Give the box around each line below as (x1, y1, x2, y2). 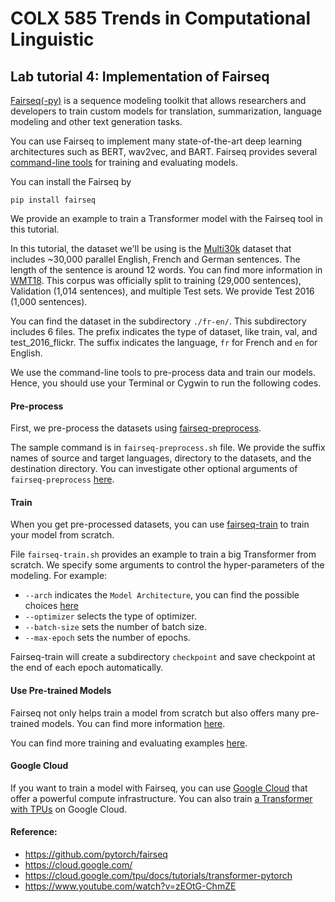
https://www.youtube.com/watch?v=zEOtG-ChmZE (24, 880, 237, 892)
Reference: (10, 826, 58, 838)
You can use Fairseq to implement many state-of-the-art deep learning (10, 135, 303, 147)
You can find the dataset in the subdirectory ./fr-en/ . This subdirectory (10, 315, 307, 327)
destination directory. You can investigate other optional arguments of (10, 463, 298, 475)
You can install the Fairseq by (10, 176, 132, 187)
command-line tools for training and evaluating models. (10, 157, 238, 168)
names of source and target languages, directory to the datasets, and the (10, 452, 312, 464)
